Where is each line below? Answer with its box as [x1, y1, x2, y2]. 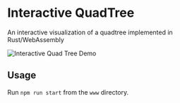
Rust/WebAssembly [7, 35, 65, 43]
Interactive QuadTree [7, 5, 135, 21]
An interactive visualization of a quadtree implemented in [7, 28, 173, 36]
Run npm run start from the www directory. [7, 88, 129, 96]
